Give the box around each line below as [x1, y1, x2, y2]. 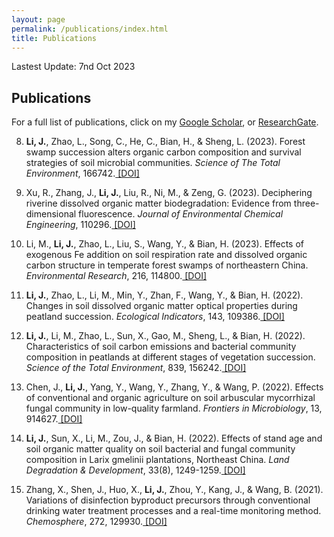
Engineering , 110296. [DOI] [25, 219, 136, 231]
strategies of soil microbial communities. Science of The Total [25, 157, 281, 169]
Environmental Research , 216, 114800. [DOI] [25, 270, 208, 282]
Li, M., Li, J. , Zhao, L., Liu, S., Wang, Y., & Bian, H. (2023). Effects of [25, 238, 305, 250]
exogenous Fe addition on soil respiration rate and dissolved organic [25, 249, 308, 261]
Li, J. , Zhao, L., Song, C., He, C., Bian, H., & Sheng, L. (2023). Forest [25, 136, 306, 148]
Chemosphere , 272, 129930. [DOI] [25, 516, 168, 528]
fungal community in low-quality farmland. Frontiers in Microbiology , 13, [25, 402, 323, 415]
